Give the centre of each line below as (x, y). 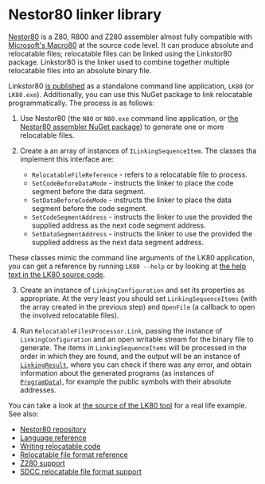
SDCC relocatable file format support (80, 471)
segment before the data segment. (88, 191)
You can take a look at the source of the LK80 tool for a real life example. (128, 405)
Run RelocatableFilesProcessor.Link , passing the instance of (121, 330)
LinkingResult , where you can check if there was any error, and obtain (136, 365)
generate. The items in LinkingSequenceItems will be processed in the (133, 347)
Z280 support (42, 463)
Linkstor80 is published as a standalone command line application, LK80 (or (131, 86)
